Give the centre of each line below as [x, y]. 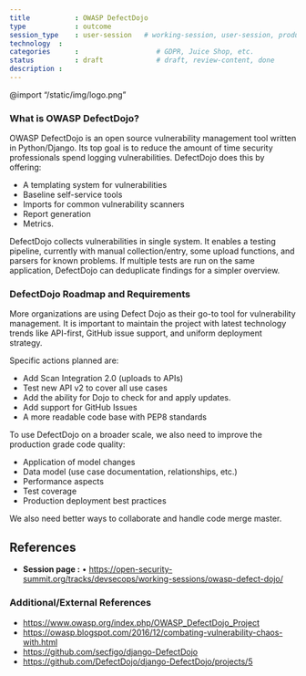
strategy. [26, 343]
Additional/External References [81, 603]
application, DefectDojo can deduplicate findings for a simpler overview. [145, 271]
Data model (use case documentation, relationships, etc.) [130, 472]
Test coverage [50, 491]
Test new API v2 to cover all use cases [95, 388]
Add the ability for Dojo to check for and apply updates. [127, 398]
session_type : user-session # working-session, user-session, [142, 35]
